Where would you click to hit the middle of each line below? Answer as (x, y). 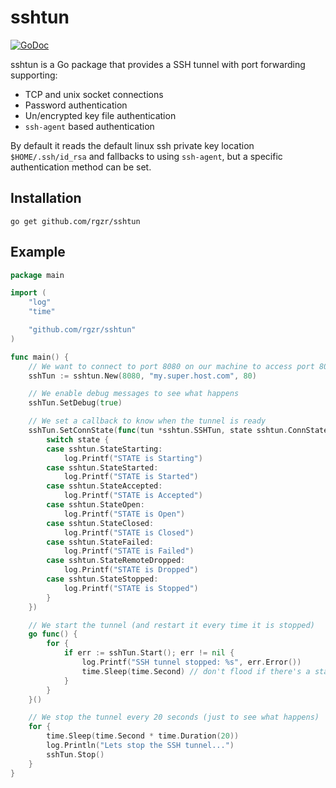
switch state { (78, 439)
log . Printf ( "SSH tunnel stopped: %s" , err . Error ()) (191, 662)
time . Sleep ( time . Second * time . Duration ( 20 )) (143, 736)
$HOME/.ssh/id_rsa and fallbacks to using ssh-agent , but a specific (146, 156)
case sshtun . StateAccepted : (104, 486)
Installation (46, 198)
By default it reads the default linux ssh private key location (132, 145)
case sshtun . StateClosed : (100, 523)
